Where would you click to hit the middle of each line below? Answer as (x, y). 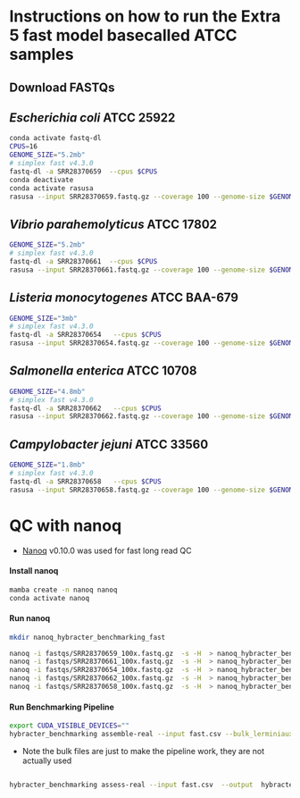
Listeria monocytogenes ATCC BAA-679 (124, 298)
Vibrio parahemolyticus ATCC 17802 (113, 224)
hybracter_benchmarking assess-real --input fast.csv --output (131, 785)
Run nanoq (30, 618)
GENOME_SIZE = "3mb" (43, 318)
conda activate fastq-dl (55, 139)
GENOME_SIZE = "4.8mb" (48, 391)
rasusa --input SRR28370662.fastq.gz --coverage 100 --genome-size (137, 416)
